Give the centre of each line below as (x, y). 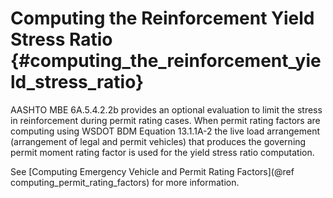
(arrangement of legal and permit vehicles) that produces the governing (158, 141)
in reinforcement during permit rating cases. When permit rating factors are (165, 120)
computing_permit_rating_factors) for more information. (125, 182)
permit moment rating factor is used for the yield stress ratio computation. (162, 152)
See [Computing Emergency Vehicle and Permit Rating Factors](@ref (152, 171)
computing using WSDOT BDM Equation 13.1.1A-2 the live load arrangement (165, 131)
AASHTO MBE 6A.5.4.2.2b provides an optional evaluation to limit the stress (166, 109)
